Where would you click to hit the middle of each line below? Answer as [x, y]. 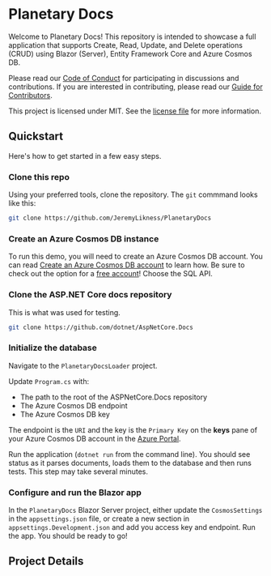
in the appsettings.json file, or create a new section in [99, 518]
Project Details [46, 561]
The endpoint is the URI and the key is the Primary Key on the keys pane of [133, 429]
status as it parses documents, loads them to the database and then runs [130, 463]
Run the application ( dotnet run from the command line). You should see [129, 454]
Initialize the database [53, 348]
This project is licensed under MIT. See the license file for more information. [135, 111]
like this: [22, 203]
